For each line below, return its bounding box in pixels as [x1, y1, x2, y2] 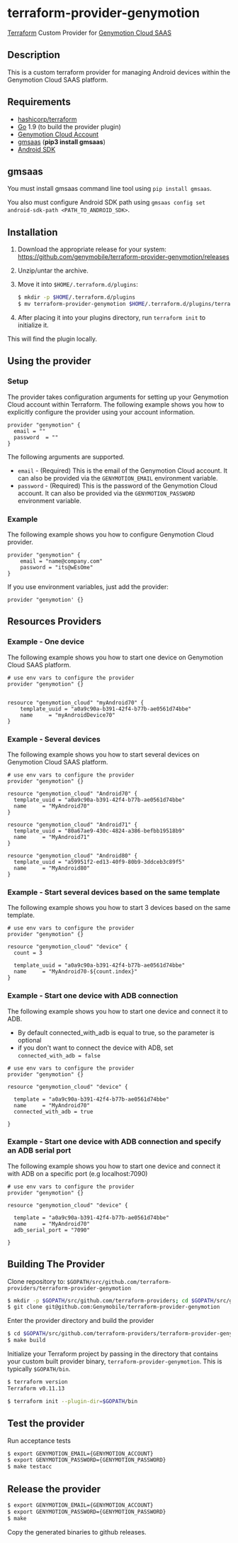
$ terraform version [7, 1378, 69, 1385]
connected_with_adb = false [17, 1052, 101, 1059]
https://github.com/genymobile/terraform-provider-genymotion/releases [17, 253, 229, 261]
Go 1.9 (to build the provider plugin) [17, 122, 122, 131]
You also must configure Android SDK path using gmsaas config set [7, 198, 205, 207]
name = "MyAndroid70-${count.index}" [13, 968, 138, 975]
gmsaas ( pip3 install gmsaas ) [17, 137, 106, 146]
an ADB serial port [7, 1146, 72, 1155]
